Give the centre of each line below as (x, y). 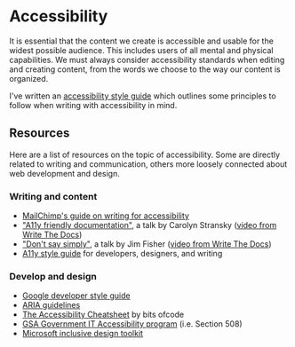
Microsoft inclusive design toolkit (83, 334)
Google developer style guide (76, 296)
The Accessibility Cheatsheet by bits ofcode (103, 315)
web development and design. (64, 173)
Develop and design (53, 276)
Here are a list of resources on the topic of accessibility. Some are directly (145, 154)
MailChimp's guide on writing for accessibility (105, 216)
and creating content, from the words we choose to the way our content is (145, 69)
